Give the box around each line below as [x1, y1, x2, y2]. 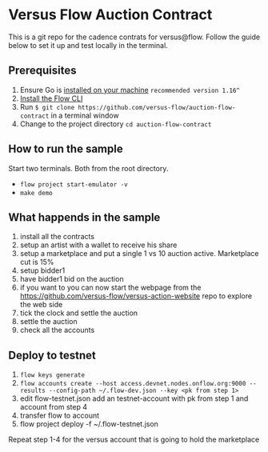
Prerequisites [8, 64, 77, 78]
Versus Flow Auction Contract [8, 6, 213, 24]
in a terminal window [50, 110, 119, 120]
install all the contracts [19, 232, 94, 242]
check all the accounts [19, 326, 95, 335]
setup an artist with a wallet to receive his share [19, 240, 178, 250]
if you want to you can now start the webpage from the [19, 282, 202, 293]
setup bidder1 [19, 266, 66, 275]
